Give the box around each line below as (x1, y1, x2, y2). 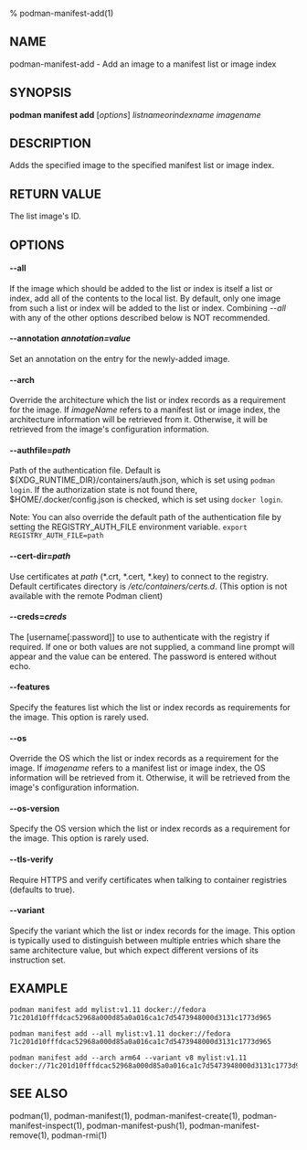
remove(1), (9, 1129, 50, 1141)
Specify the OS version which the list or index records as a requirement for (9, 823, 291, 835)
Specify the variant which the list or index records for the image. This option (9, 925, 296, 936)
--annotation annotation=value (9, 333, 131, 344)
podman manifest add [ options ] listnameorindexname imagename (9, 109, 262, 120)
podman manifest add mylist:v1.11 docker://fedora (9, 1005, 206, 1014)
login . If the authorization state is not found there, (9, 484, 198, 495)
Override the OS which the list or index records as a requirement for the (9, 753, 280, 764)
